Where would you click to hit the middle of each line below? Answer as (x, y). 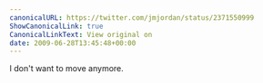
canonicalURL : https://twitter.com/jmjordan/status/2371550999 (132, 18)
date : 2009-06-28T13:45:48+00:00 (73, 43)
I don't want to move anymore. (67, 69)
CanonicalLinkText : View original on (81, 34)
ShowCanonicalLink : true (56, 26)
